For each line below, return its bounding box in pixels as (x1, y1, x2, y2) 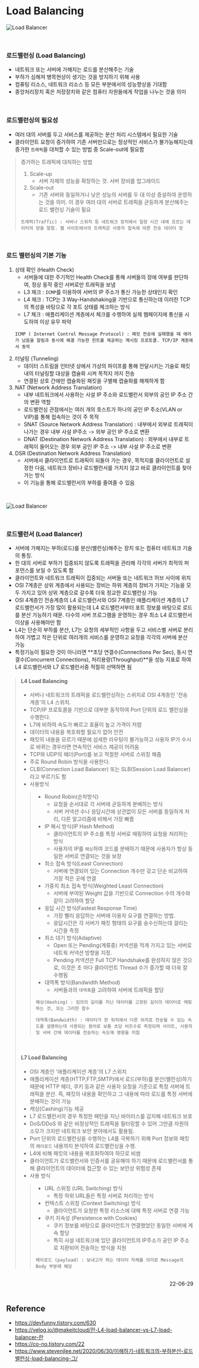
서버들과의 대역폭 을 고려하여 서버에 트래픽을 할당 (53, 986, 165, 993)
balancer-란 (14, 1334, 44, 1341)
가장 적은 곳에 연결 (53, 875, 97, 882)
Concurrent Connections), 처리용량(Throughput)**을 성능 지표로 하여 (26, 656, 191, 663)
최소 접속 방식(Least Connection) (44, 860, 124, 867)
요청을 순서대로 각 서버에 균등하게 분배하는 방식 (53, 801, 163, 808)
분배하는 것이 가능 (29, 1097, 71, 1105)
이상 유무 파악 (39, 318, 72, 325)
